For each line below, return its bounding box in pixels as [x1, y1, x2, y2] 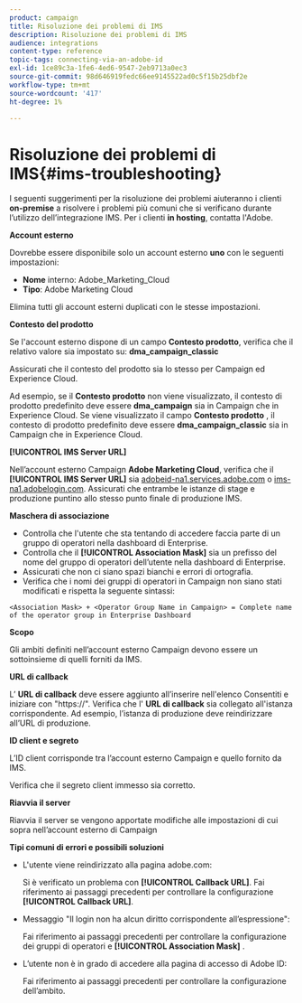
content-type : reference [9, 47, 103, 56]
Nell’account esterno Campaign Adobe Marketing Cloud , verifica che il [9, 464, 274, 475]
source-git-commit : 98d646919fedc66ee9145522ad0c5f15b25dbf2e [9, 72, 248, 81]
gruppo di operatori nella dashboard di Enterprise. [22, 538, 209, 548]
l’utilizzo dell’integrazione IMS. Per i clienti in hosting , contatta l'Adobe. [9, 212, 273, 223]
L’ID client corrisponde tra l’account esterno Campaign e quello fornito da [9, 753, 282, 764]
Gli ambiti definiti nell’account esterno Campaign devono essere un [9, 644, 259, 655]
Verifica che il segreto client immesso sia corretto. [9, 780, 196, 791]
